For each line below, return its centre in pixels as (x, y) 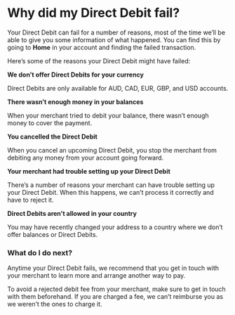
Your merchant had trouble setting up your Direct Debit (89, 171)
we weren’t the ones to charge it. (55, 304)
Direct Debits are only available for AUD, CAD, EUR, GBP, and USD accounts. (118, 88)
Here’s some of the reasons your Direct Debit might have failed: (99, 60)
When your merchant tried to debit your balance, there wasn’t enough (108, 115)
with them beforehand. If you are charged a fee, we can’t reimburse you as (115, 297)
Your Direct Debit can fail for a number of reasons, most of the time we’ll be (116, 32)
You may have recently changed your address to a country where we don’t (115, 227)
